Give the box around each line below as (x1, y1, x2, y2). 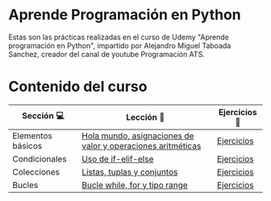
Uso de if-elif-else (81, 153, 154, 164)
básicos (12, 140, 43, 151)
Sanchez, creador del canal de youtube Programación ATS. (8, 49, 206, 59)
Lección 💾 (126, 111, 165, 122)
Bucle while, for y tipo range (81, 179, 188, 191)
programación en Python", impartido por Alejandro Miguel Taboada (8, 40, 231, 50)
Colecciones (12, 166, 60, 178)
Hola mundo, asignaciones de (81, 130, 194, 142)
